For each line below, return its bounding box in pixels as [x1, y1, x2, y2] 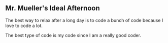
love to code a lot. [5, 22, 43, 28]
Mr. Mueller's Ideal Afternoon [5, 4, 100, 12]
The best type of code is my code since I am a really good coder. [5, 32, 141, 38]
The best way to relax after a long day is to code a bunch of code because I [5, 17, 163, 23]
